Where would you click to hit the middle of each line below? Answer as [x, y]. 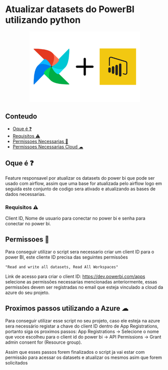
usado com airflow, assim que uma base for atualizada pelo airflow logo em [84, 183]
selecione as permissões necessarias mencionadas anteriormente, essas [81, 281]
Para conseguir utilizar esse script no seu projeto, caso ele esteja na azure [83, 320]
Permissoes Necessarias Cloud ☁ [48, 147]
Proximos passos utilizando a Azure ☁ [67, 309]
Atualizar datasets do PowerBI [70, 9]
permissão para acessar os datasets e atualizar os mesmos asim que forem [84, 357]
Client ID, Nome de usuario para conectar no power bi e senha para [75, 218]
